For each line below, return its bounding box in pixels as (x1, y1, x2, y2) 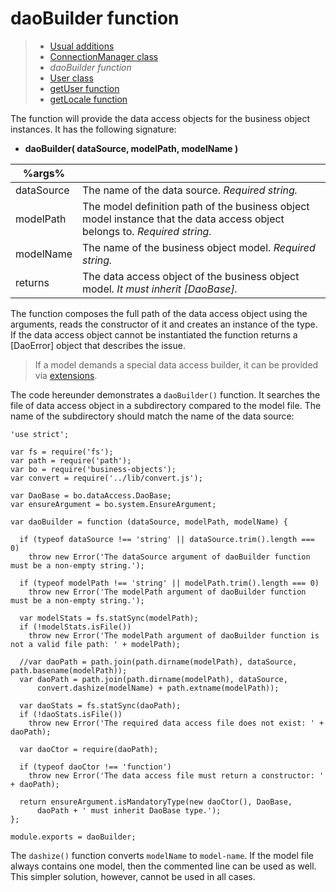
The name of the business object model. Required (82, 240, 316, 254)
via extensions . (34, 369, 98, 381)
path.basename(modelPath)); (10, 665, 128, 676)
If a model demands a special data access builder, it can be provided (34, 358, 319, 371)
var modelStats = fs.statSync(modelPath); (19, 613, 199, 623)
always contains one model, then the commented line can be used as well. (10, 860, 317, 872)
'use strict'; (10, 429, 70, 439)
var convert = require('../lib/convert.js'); (10, 473, 203, 483)
